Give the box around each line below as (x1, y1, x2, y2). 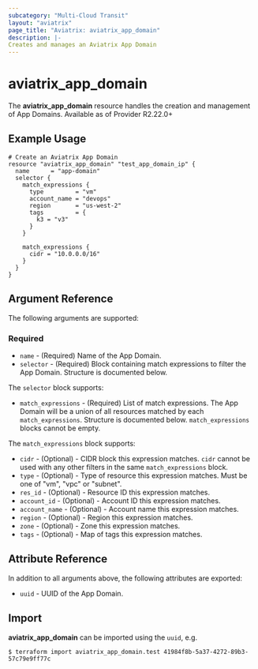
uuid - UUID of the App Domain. (19, 588, 124, 598)
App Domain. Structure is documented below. (19, 367, 168, 377)
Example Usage (8, 132, 87, 146)
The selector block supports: (8, 382, 104, 392)
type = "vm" (28, 187, 97, 196)
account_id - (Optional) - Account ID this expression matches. (19, 495, 221, 506)
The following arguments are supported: (8, 313, 140, 322)
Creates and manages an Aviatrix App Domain (8, 41, 157, 49)
